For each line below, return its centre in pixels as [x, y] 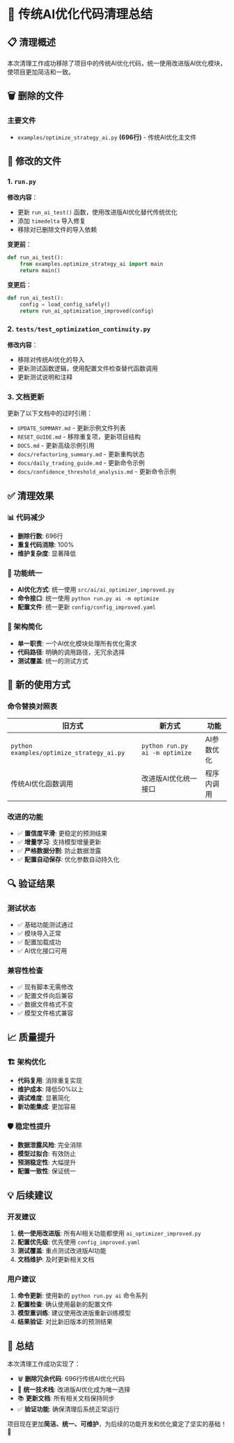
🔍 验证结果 [31, 883]
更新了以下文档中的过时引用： [50, 413]
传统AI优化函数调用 [42, 784]
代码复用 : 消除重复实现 [49, 1081]
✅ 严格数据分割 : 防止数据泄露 [59, 851]
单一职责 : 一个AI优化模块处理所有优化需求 [77, 643]
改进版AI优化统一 [169, 779]
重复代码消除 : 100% [46, 545]
